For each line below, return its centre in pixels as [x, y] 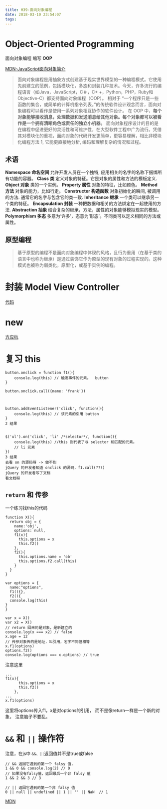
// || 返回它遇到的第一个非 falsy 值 [40, 787]
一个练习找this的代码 [26, 507]
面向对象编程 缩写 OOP [29, 58]
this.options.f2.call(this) [48, 561]
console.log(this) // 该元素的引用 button [57, 414]
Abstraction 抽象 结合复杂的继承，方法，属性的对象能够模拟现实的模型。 [87, 210]
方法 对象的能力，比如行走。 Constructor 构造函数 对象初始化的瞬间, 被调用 [83, 191]
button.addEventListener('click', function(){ [54, 408]
